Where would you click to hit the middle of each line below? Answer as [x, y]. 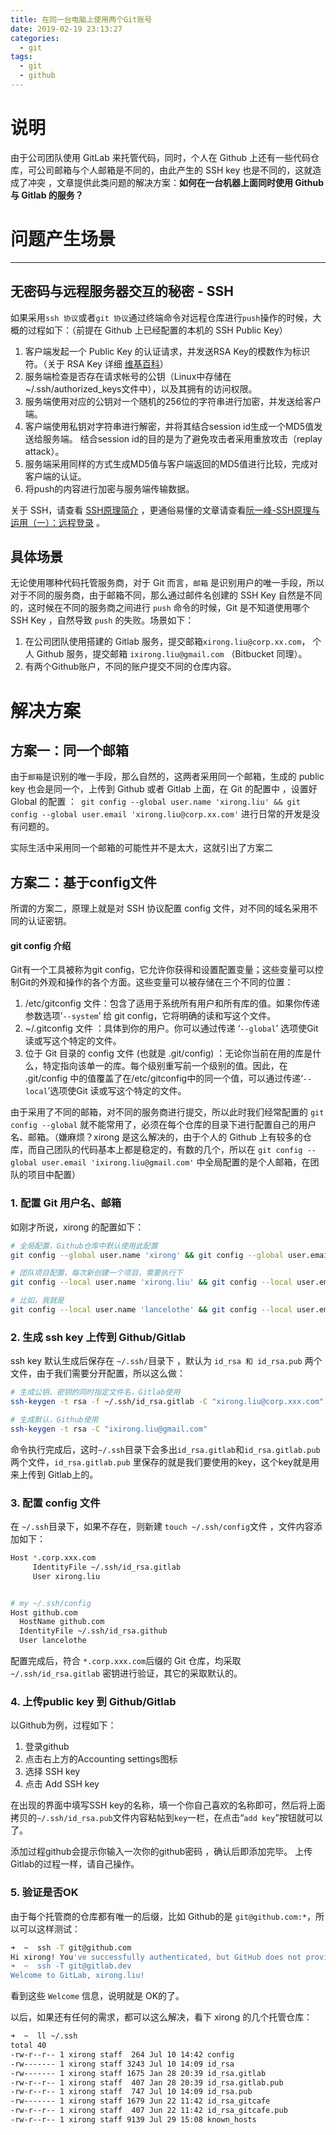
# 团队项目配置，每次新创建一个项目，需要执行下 [96, 1273]
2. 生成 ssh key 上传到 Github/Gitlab [98, 1337]
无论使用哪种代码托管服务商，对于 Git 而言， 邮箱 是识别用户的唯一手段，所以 [167, 583]
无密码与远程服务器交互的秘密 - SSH [122, 291]
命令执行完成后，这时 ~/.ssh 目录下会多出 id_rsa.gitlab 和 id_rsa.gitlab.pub [165, 1449]
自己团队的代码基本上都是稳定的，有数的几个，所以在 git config [169, 1150]
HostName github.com [62, 1622]
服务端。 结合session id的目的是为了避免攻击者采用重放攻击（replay [182, 438]
